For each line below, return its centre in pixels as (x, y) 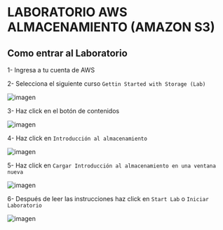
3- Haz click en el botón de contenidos (63, 111)
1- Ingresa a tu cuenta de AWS (51, 70)
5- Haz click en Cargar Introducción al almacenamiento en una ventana (111, 165)
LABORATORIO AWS (67, 12)
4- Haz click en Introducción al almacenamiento (77, 138)
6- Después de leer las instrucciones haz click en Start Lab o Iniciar (108, 199)
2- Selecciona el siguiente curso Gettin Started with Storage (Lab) (107, 84)
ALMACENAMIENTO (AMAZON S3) (111, 27)
